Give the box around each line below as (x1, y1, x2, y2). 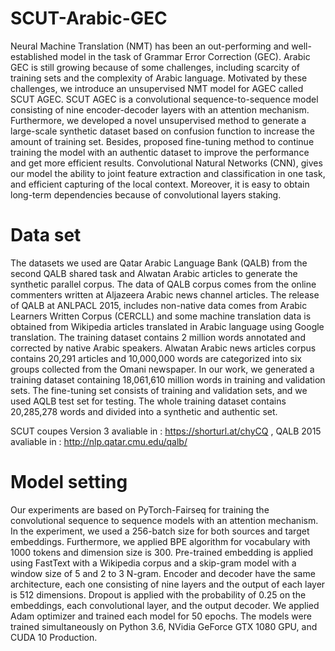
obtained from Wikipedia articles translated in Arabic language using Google (10, 320, 325, 332)
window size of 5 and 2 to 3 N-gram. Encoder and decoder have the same (10, 567, 316, 579)
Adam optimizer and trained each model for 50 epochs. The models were (10, 610, 312, 622)
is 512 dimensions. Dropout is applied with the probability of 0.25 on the (10, 588, 307, 601)
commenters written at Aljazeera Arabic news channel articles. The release (10, 288, 320, 301)
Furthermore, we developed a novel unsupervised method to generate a (10, 114, 307, 126)
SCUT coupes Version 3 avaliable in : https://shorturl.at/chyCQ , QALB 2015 (10, 425, 322, 437)
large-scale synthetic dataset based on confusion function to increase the (10, 125, 316, 137)
